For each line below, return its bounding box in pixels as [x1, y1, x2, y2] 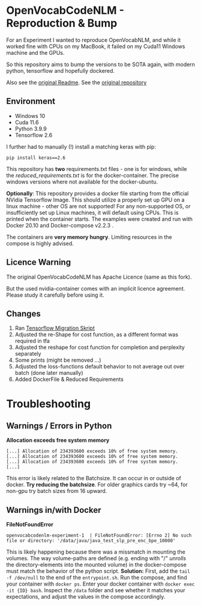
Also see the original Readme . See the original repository [6, 79, 147, 86]
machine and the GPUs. [6, 49, 65, 56]
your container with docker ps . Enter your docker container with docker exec [6, 580, 195, 587]
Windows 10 [14, 112, 46, 119]
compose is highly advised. [6, 240, 74, 247]
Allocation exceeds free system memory [6, 437, 110, 444]
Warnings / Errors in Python [6, 421, 112, 431]
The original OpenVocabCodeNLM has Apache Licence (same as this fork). [6, 273, 192, 280]
